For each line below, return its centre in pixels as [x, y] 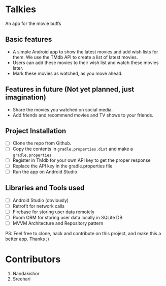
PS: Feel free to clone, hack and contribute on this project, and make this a [83, 233]
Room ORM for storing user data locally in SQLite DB [68, 217]
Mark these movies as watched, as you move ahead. [68, 73]
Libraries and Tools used [45, 188]
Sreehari [22, 279]
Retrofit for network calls [39, 206]
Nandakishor [26, 273]
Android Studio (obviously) [41, 200]
